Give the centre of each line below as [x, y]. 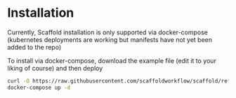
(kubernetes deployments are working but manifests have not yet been [110, 39]
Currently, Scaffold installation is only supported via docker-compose [108, 32]
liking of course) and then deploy [55, 68]
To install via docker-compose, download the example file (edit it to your [112, 60]
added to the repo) [34, 47]
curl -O [19, 81]
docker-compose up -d [39, 87]
